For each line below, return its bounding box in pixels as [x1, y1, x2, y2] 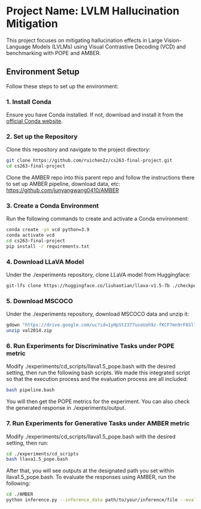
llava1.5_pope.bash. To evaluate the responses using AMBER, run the [6, 474, 176, 481]
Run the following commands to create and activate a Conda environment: [6, 215, 189, 223]
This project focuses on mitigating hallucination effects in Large [6, 36, 163, 44]
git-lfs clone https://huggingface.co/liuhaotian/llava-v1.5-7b [6, 283, 170, 289]
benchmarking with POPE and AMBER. [6, 49, 101, 56]
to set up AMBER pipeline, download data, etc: [6, 181, 121, 188]
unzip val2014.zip [6, 328, 52, 334]
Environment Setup [6, 67, 80, 77]
